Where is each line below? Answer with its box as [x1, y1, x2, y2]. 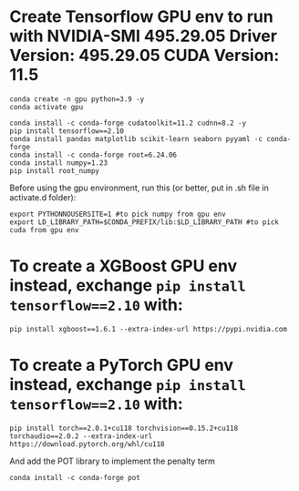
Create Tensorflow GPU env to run [9, 6, 273, 27]
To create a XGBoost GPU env [9, 256, 238, 277]
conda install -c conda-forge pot [9, 473, 141, 482]
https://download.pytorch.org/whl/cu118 [9, 439, 166, 448]
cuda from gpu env [9, 225, 79, 234]
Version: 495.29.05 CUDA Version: [9, 46, 280, 66]
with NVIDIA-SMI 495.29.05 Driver [9, 26, 278, 46]
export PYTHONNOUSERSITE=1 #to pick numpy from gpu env [9, 210, 226, 219]
